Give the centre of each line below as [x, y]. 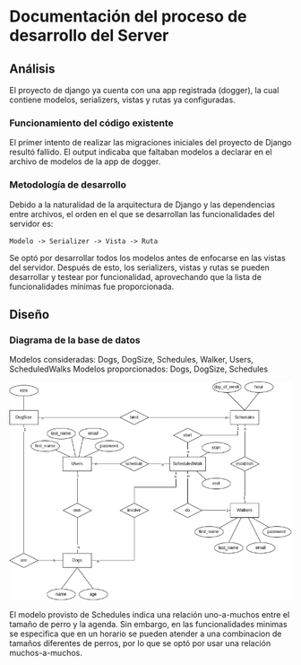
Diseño [30, 315]
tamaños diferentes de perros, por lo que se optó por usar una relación [140, 643]
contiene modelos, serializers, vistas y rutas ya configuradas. [122, 100]
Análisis [32, 69]
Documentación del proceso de [128, 17]
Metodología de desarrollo [68, 185]
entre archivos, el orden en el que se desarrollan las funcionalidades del [142, 214]
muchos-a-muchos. [46, 652]
